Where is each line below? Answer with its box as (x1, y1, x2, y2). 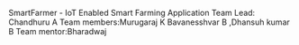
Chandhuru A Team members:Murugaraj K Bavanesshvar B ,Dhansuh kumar (8, 17, 290, 27)
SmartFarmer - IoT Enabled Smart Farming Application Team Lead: (8, 8, 256, 18)
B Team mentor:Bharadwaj (8, 26, 107, 36)
